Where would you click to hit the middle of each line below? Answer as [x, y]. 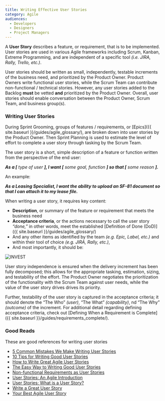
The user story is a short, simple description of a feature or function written [82, 152]
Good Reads [20, 331]
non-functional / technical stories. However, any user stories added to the [80, 88]
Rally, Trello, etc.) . [23, 62]
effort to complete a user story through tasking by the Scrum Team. [73, 143]
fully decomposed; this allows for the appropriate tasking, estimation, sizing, [82, 272]
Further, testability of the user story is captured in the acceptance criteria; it [82, 297]
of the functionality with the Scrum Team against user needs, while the [77, 282]
